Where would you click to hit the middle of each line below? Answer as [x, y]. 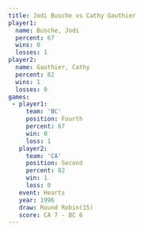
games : [19, 97]
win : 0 [36, 133]
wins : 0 [28, 45]
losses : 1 [31, 52]
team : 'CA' [44, 156]
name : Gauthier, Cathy [53, 67]
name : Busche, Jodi [47, 30]
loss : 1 [38, 141]
